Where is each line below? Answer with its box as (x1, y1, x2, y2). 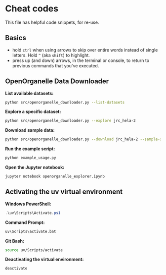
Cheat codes (5, 3, 58, 14)
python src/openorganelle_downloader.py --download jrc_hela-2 (5, 137, 138, 142)
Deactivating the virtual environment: (5, 256, 84, 263)
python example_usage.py (5, 156, 56, 161)
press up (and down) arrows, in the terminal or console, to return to (12, 57, 150, 63)
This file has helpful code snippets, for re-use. (5, 19, 99, 25)
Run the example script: (5, 146, 55, 152)
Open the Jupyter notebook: (5, 165, 65, 170)
